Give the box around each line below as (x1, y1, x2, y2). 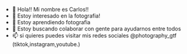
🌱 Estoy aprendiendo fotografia (12, 19, 91, 25)
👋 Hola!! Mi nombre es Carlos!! (12, 6, 89, 13)
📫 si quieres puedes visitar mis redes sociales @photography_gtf (12, 32, 177, 39)
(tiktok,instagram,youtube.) (12, 41, 80, 48)
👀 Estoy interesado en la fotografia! (12, 12, 101, 19)
